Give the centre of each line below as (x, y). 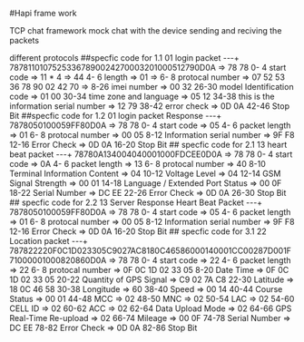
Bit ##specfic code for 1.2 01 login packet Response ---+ (116, 116)
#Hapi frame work (43, 13)
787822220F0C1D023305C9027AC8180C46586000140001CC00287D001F (151, 250)
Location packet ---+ (49, 241)
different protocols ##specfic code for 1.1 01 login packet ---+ (125, 58)
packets (24, 40)
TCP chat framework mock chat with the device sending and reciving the (146, 30)
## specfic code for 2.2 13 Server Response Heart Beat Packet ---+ (136, 202)
